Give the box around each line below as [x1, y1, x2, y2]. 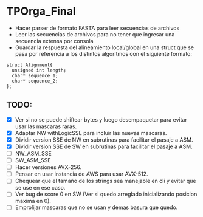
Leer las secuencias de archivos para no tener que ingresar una [15, 30, 175, 38]
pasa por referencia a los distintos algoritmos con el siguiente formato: [15, 50, 193, 57]
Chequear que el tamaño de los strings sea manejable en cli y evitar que [15, 177, 196, 185]
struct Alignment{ [6, 62, 53, 68]
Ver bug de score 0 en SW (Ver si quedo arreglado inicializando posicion [15, 190, 198, 198]
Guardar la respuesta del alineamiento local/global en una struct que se [15, 44, 194, 51]
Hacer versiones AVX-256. [15, 164, 82, 171]
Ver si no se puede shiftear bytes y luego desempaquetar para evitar [15, 115, 187, 123]
